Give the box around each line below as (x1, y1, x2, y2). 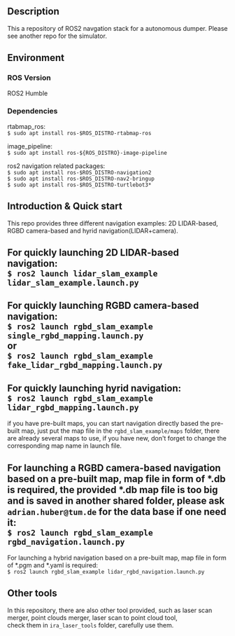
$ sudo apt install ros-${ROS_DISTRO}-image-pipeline (7, 149, 168, 156)
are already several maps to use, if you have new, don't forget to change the (7, 434, 227, 443)
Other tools (7, 588, 57, 600)
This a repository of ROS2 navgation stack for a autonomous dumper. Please (7, 24, 228, 32)
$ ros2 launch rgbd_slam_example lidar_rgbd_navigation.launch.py (7, 569, 205, 576)
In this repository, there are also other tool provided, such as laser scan (7, 606, 213, 614)
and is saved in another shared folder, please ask (7, 495, 225, 506)
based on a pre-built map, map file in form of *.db (7, 473, 226, 485)
